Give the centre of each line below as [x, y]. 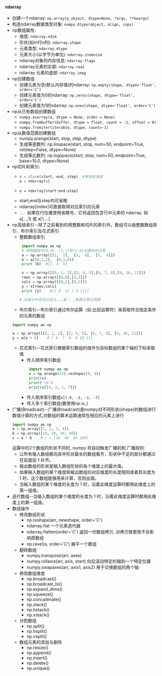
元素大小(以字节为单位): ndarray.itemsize [61, 55]
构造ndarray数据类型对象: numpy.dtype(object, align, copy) [73, 24]
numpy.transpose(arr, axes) [54, 556]
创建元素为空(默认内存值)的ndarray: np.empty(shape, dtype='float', [88, 85]
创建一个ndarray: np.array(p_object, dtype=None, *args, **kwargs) [81, 18]
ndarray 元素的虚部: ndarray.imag [53, 73]
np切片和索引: [26, 167]
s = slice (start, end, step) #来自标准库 [61, 177]
